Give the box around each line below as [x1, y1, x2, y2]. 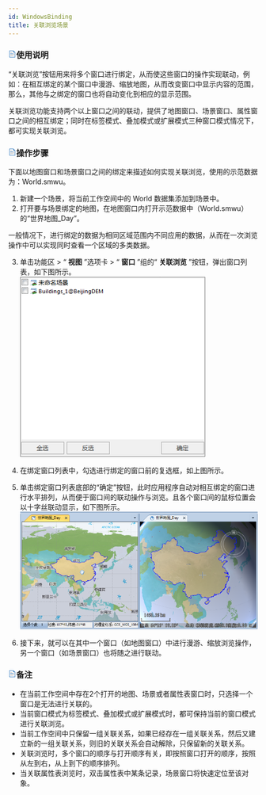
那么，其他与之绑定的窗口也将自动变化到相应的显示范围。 [8, 89, 196, 98]
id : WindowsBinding [8, 13, 73, 21]
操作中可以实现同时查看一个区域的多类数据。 [8, 240, 154, 250]
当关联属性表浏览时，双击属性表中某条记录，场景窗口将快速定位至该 [19, 768, 242, 778]
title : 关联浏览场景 [8, 21, 69, 29]
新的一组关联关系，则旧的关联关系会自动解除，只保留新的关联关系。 [26, 738, 249, 748]
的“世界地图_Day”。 [19, 214, 85, 224]
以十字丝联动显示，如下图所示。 [19, 503, 124, 512]
